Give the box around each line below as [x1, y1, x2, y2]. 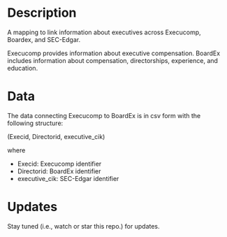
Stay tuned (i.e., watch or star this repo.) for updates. [7, 222, 160, 230]
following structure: [7, 119, 64, 127]
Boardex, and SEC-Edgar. [7, 35, 81, 43]
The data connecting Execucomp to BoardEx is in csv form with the [7, 111, 201, 120]
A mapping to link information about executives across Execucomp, [7, 28, 201, 36]
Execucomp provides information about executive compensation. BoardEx [7, 49, 221, 57]
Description [7, 5, 77, 21]
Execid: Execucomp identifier [17, 159, 102, 168]
